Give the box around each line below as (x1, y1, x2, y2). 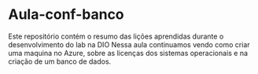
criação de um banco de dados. (8, 57, 112, 66)
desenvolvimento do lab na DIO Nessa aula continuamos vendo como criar (8, 39, 250, 49)
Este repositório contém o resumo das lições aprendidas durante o (8, 31, 224, 41)
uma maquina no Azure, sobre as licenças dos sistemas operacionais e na (8, 48, 249, 57)
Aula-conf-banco (8, 6, 124, 24)
